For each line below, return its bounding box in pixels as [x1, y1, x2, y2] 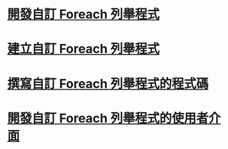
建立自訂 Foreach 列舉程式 [7, 41, 159, 57]
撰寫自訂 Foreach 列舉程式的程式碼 [7, 76, 208, 92]
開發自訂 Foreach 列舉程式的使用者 [7, 110, 208, 126]
